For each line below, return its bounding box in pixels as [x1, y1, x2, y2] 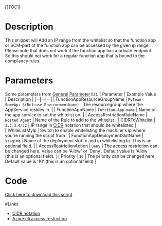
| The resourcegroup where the [80, 101, 143, 107]
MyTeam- [128, 97, 144, 102]
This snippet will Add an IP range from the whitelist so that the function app [5, 37, 156, 43]
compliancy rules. [5, 58, 41, 64]
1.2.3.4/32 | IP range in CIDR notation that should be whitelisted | [5, 122, 137, 128]
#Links [5, 201, 18, 207]
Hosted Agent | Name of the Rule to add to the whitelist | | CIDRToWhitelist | [5, 117, 156, 123]
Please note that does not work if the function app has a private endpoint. [5, 47, 153, 53]
